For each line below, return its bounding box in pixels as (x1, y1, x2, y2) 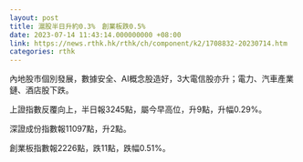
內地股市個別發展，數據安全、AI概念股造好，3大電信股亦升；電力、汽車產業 (9, 74, 295, 85)
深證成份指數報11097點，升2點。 (9, 124, 132, 135)
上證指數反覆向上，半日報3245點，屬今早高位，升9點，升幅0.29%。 (9, 104, 267, 115)
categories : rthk (9, 47, 76, 56)
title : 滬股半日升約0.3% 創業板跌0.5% (9, 22, 146, 31)
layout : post (9, 13, 59, 23)
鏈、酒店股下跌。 (9, 85, 74, 96)
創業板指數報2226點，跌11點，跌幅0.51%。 (9, 143, 171, 154)
